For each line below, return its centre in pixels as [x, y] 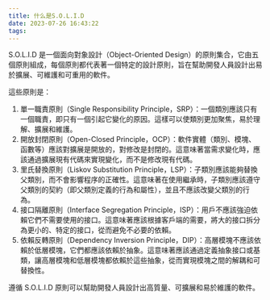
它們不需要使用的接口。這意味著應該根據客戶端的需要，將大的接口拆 [140, 220]
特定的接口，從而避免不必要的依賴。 [115, 230]
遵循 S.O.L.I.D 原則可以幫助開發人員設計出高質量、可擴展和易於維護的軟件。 [134, 288]
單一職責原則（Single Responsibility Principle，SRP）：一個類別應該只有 [139, 109]
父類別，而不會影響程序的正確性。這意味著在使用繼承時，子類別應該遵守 [140, 180]
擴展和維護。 [56, 129]
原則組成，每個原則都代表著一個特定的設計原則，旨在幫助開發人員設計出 [135, 65]
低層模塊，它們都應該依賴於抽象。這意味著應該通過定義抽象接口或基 [147, 250]
